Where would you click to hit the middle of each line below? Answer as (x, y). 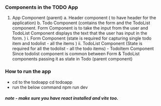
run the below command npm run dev (50, 87)
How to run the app (28, 72)
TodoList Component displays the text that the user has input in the (80, 33)
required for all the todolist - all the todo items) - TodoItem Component (83, 49)
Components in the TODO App (41, 7)
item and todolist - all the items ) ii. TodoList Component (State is (77, 44)
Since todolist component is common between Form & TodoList (76, 54)
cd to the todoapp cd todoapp (42, 82)
